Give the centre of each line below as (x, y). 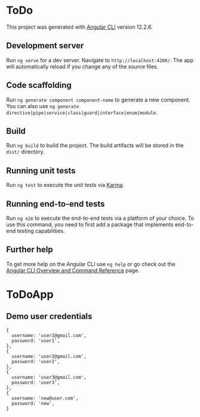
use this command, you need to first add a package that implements (90, 224)
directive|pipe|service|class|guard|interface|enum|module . (82, 112)
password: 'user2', (36, 361)
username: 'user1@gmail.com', (49, 335)
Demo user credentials (49, 316)
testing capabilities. (41, 231)
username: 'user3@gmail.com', (49, 377)
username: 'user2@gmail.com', (49, 356)
